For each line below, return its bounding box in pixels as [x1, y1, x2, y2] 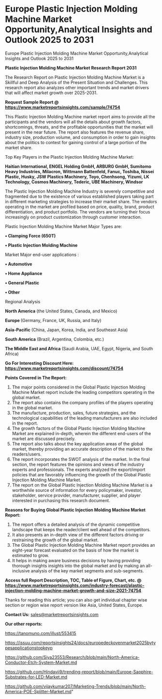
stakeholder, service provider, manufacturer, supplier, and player [12, 492, 141, 498]
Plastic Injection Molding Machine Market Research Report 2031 [5, 65, 137, 71]
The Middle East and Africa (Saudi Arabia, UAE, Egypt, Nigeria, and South [5, 345, 153, 351]
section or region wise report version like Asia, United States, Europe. [5, 602, 144, 608]
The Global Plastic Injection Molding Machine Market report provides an [12, 542, 156, 548]
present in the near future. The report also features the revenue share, [5, 129, 145, 135]
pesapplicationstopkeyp [5, 645, 53, 650]
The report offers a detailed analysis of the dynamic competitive [12, 521, 140, 527]
